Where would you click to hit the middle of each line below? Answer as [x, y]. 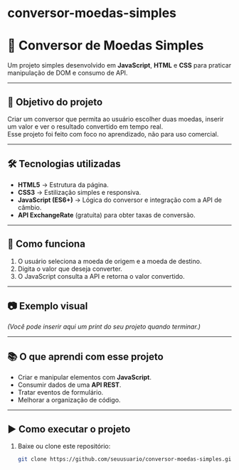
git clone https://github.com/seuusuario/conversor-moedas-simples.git [126, 459]
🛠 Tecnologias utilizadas [64, 164]
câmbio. [30, 207]
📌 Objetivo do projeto [55, 102]
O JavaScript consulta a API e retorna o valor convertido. [101, 276]
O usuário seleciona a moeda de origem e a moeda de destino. [110, 261]
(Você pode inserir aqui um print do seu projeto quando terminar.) [104, 327]
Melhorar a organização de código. [69, 400]
